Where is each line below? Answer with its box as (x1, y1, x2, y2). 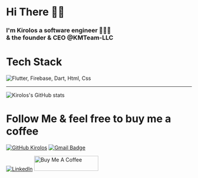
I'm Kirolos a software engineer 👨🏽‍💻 (6, 26, 111, 35)
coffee (6, 125, 39, 138)
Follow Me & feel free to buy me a (6, 112, 171, 126)
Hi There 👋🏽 (6, 5, 65, 19)
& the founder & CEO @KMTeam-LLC (6, 33, 114, 42)
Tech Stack (6, 55, 62, 69)
